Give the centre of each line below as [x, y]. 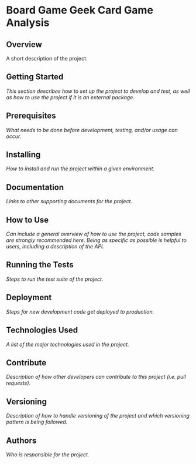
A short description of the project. [47, 58]
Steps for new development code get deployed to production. [80, 311]
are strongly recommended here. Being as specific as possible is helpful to [97, 240]
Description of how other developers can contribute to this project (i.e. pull [96, 377]
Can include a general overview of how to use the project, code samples [94, 234]
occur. [14, 136]
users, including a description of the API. [55, 247]
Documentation [35, 187]
